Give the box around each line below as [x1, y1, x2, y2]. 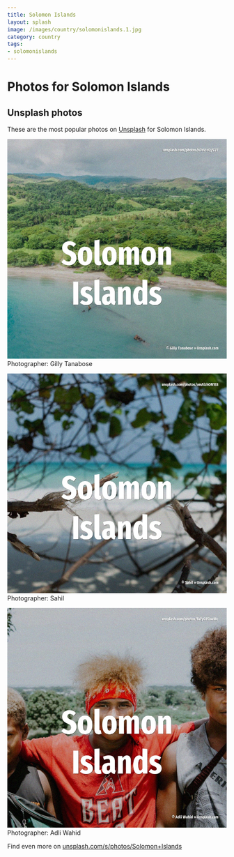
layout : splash [7, 18, 52, 26]
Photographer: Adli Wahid [7, 828, 81, 837]
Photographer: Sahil [7, 594, 65, 602]
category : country [7, 33, 61, 40]
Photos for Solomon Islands [7, 79, 171, 95]
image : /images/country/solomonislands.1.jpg [7, 26, 141, 33]
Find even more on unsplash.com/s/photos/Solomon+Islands [7, 842, 182, 850]
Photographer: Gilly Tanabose [7, 360, 93, 367]
